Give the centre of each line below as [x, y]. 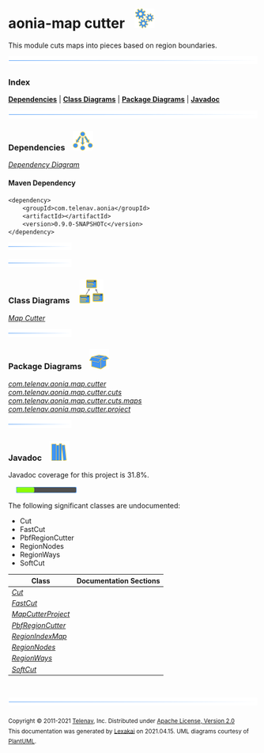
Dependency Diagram [44, 165]
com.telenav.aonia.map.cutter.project [70, 409]
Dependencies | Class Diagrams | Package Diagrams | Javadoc [114, 99]
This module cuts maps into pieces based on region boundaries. [113, 45]
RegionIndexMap [39, 636]
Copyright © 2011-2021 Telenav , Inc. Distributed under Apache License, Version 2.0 [122, 721]
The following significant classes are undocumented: [94, 506]
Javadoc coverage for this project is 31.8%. [79, 475]
